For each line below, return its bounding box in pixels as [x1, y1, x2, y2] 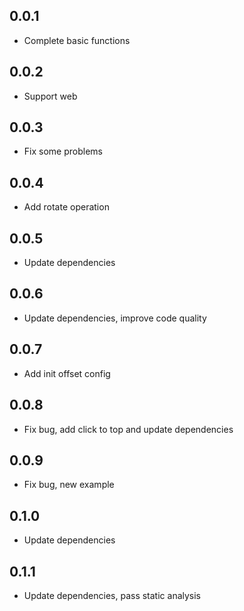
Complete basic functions [23, 34, 131, 46]
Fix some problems [23, 145, 103, 158]
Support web [23, 90, 78, 102]
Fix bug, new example [23, 479, 115, 491]
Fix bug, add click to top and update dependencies [23, 423, 234, 435]
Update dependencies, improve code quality [23, 312, 207, 324]
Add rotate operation [23, 201, 110, 213]
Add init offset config [23, 367, 111, 379]
